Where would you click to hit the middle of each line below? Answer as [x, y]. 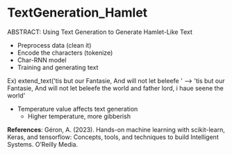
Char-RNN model [42, 60]
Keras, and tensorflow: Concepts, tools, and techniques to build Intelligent [113, 137]
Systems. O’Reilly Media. [43, 144]
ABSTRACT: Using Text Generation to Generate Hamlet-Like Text [100, 32]
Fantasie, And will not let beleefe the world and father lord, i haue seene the [116, 88]
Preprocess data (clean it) [54, 45]
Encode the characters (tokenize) [65, 53]
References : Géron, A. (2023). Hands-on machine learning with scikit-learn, [116, 129]
